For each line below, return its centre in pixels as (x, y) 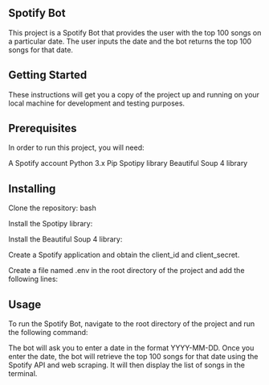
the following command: (48, 333)
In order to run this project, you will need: (76, 147)
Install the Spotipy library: (51, 224)
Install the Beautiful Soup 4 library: (65, 239)
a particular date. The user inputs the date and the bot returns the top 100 (130, 41)
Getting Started (48, 75)
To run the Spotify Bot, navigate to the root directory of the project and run (132, 324)
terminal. (23, 374)
